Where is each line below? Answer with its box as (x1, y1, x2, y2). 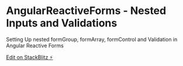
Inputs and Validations (6, 16, 118, 30)
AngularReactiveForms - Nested (6, 4, 167, 18)
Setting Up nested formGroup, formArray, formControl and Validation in (6, 36, 178, 43)
